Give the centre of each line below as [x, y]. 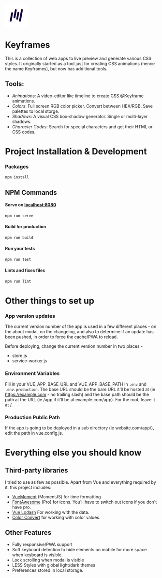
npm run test [18, 259]
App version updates [30, 316]
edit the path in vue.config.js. [34, 433]
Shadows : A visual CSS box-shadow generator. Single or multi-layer [80, 116]
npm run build [19, 238]
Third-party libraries [37, 470]
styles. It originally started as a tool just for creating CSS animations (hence [80, 63]
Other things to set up [50, 301]
